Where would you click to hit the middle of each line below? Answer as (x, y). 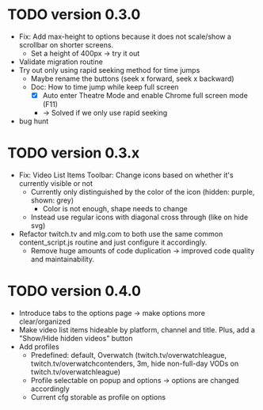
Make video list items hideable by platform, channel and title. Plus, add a (137, 329)
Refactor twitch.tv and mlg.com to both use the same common (121, 233)
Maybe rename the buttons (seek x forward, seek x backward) (132, 78)
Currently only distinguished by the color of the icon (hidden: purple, (143, 192)
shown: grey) (52, 200)
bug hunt (34, 121)
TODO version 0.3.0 (74, 15)
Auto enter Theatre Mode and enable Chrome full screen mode (145, 95)
